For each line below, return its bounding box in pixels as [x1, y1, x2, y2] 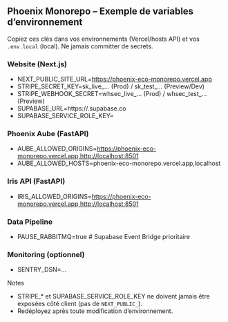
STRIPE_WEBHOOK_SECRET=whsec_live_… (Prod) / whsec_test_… [17, 90, 207, 98]
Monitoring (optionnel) [7, 249, 85, 259]
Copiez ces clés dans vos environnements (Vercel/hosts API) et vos [7, 35, 200, 43]
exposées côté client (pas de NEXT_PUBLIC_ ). [17, 300, 143, 308]
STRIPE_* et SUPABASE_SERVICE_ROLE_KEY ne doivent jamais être [17, 292, 211, 301]
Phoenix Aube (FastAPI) [7, 129, 89, 139]
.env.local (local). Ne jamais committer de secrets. [7, 41, 153, 50]
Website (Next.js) [7, 59, 68, 68]
